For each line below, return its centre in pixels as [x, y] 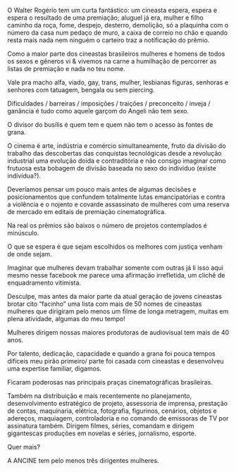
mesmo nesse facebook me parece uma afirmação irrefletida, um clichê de [116, 275]
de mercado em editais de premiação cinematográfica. [87, 212]
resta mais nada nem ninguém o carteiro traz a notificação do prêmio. [108, 40]
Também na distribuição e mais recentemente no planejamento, [100, 396]
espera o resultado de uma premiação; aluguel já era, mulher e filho [106, 18]
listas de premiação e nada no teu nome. [66, 69]
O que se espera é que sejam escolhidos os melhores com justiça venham [115, 247]
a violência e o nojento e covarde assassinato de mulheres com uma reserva [118, 204]
